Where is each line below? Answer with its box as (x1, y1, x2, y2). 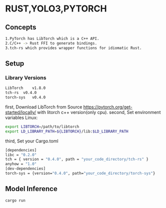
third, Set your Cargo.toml (5, 138, 58, 144)
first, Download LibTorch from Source (5, 103, 82, 110)
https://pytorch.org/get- (83, 103, 132, 110)
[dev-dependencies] (5, 166, 46, 171)
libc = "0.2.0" (5, 152, 37, 157)
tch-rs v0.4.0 (5, 90, 37, 95)
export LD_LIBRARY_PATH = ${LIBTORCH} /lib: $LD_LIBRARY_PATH (5, 128, 128, 134)
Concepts (5, 23, 36, 31)
